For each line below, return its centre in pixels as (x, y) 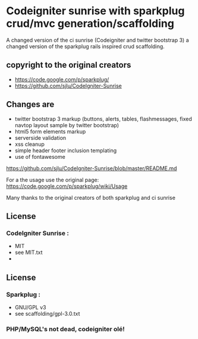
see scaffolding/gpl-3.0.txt (47, 313)
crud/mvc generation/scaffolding (90, 23)
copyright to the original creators (69, 65)
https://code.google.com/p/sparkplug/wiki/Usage (67, 186)
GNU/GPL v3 (30, 307)
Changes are (30, 104)
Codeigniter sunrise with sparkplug (95, 11)
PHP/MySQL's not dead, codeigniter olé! (65, 329)
